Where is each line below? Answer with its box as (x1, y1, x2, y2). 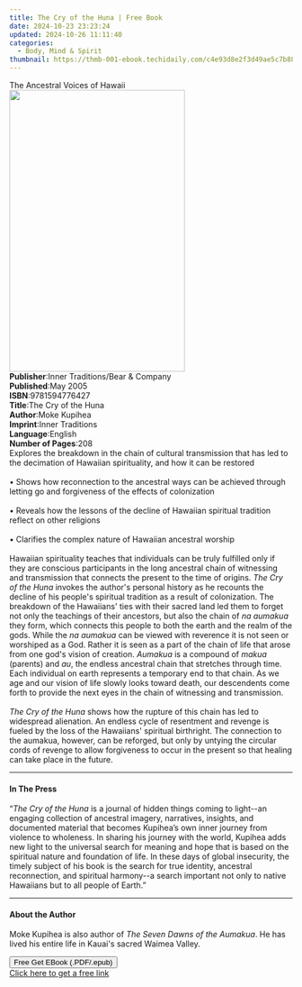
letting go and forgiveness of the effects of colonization (9, 486, 216, 497)
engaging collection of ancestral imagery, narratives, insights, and (9, 813, 254, 824)
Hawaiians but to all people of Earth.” (9, 880, 147, 891)
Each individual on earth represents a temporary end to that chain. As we (9, 668, 280, 679)
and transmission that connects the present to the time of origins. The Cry (9, 572, 283, 582)
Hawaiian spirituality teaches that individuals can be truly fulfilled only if (9, 553, 276, 563)
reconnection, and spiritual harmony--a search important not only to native (9, 871, 287, 882)
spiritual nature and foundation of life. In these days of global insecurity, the (9, 851, 289, 862)
